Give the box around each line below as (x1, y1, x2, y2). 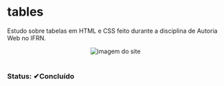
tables (7, 4, 44, 20)
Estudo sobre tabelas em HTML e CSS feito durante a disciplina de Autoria (7, 27, 218, 35)
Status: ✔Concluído (7, 71, 75, 81)
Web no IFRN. (7, 33, 46, 42)
